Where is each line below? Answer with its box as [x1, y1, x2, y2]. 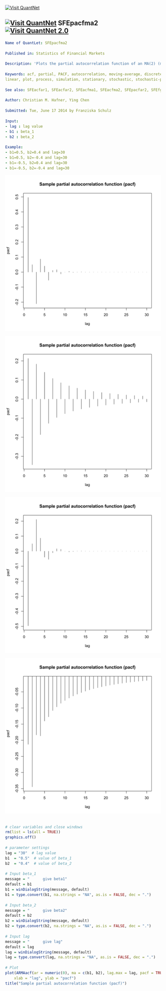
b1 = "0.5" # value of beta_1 [5, 856, 72, 860]
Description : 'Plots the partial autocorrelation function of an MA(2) [5, 61, 156, 66]
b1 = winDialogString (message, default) [5, 887, 90, 892]
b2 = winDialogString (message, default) [5, 918, 90, 923]
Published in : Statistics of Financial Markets [5, 51, 105, 56]
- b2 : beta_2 [5, 134, 35, 139]
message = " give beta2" [5, 908, 68, 913]
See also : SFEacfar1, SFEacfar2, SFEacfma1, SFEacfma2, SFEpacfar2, [5, 87, 149, 92]
